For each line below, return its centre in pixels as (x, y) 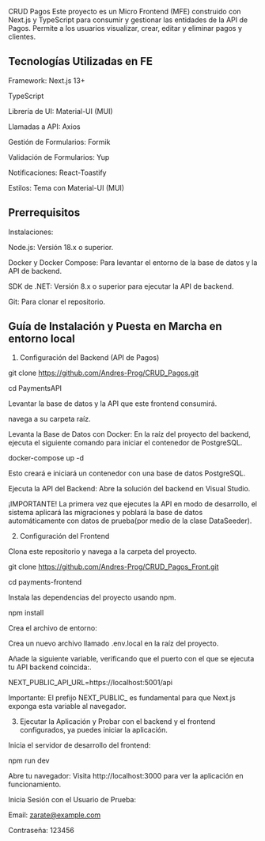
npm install (26, 613)
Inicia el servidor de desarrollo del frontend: (79, 745)
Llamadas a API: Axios (44, 127)
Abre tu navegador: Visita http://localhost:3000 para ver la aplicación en (126, 776)
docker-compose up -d (46, 458)
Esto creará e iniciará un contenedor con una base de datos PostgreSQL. (127, 473)
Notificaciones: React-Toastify (57, 172)
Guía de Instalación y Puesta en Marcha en (115, 326)
